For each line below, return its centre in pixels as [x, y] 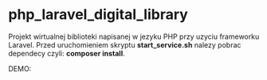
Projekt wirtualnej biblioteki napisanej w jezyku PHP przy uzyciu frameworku [134, 36]
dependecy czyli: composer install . [67, 53]
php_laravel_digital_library [98, 15]
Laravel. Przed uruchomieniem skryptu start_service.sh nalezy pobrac [125, 44]
